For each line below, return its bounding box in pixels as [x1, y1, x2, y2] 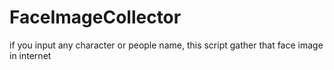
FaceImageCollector [9, 6, 182, 29]
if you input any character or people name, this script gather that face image [9, 39, 324, 51]
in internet [9, 49, 52, 61]
